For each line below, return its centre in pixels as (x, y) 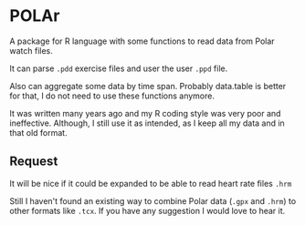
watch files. (31, 50)
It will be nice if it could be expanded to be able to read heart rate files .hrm (151, 183)
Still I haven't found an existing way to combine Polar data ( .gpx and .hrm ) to (153, 200)
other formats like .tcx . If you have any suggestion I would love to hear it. (147, 210)
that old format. (38, 132)
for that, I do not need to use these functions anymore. (112, 96)
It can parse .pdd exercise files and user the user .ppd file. (119, 68)
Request (34, 162)
